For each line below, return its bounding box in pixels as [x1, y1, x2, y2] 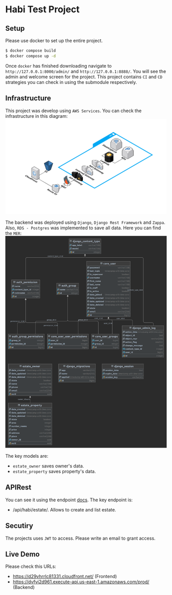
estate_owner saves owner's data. [12, 462, 84, 469]
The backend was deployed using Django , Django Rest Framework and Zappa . [5, 219, 165, 226]
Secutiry [5, 521, 33, 530]
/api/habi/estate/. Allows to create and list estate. [12, 506, 116, 513]
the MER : [5, 230, 22, 237]
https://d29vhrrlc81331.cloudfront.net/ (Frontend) [12, 573, 117, 580]
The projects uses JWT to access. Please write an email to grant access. [5, 535, 156, 541]
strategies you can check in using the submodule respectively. [5, 79, 137, 85]
